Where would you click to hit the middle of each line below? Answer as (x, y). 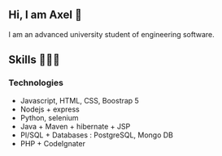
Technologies (36, 83)
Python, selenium (49, 117)
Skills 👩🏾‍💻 (35, 60)
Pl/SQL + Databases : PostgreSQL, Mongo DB (96, 135)
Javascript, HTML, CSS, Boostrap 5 (80, 100)
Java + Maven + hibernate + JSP (75, 126)
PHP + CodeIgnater (52, 143)
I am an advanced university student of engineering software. (112, 34)
